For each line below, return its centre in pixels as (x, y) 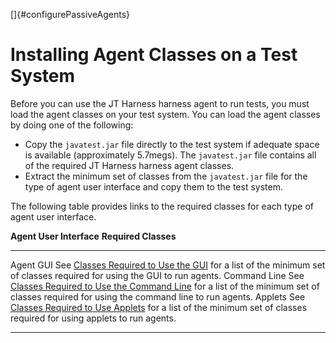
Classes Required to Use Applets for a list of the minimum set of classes (159, 307)
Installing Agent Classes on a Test (154, 55)
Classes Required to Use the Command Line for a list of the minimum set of (165, 286)
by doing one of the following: (72, 125)
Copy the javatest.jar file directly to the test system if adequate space (172, 144)
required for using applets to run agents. (93, 318)
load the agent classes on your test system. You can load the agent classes (165, 114)
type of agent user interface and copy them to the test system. (153, 186)
